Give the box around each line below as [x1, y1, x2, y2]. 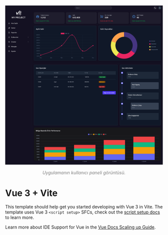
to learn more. [5, 214, 34, 220]
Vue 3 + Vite [5, 187, 58, 198]
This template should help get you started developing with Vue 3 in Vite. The [5, 204, 163, 210]
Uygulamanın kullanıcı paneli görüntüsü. [42, 170, 126, 176]
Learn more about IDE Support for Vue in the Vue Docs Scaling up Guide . [5, 224, 156, 230]
